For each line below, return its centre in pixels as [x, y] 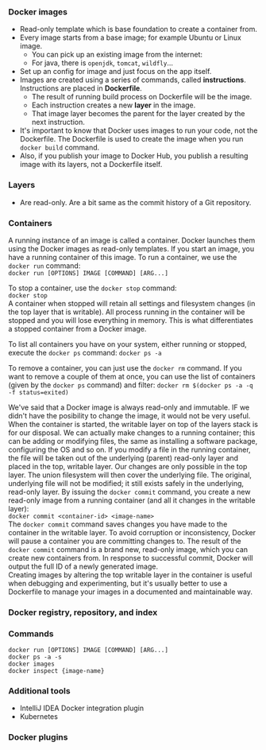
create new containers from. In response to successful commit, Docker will [131, 558]
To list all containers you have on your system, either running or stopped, [128, 344]
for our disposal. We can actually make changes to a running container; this [132, 433]
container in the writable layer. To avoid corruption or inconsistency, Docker [132, 532]
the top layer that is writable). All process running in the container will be [127, 312]
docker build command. [60, 148]
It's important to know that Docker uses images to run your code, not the [139, 130]
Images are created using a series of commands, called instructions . [133, 80]
